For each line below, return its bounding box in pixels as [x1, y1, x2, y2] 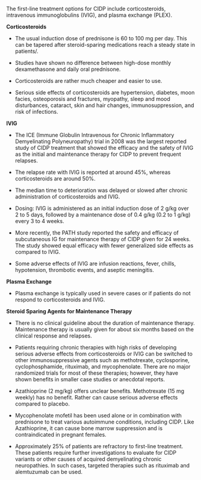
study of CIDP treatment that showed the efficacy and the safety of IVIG [14, 144, 194, 151]
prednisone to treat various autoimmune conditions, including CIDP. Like [14, 418, 194, 425]
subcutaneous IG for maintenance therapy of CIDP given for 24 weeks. [14, 236, 191, 242]
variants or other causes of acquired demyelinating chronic [14, 455, 162, 463]
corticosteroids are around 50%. [14, 175, 96, 182]
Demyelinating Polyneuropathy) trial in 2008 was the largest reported [14, 138, 187, 145]
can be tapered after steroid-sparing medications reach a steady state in [14, 42, 196, 48]
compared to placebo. [14, 400, 70, 407]
